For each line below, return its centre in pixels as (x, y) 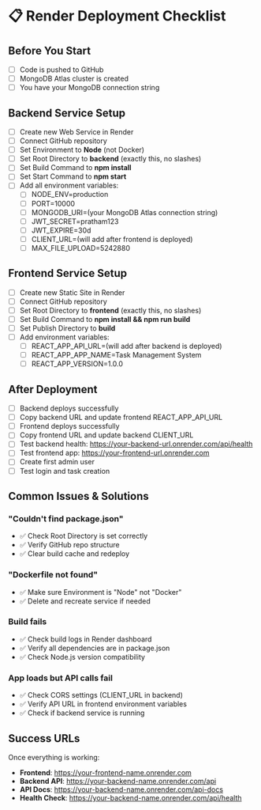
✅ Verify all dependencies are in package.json (95, 648)
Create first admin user (57, 462)
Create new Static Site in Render (72, 292)
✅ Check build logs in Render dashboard (86, 639)
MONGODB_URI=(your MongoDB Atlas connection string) (125, 212)
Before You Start (50, 50)
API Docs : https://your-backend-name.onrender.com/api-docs (121, 789)
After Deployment (53, 389)
